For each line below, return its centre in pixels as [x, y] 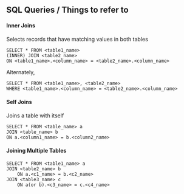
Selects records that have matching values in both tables [77, 39]
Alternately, [21, 72]
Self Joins [19, 102]
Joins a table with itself [35, 116]
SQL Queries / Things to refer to [67, 10]
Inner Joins [21, 25]
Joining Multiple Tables [36, 151]
